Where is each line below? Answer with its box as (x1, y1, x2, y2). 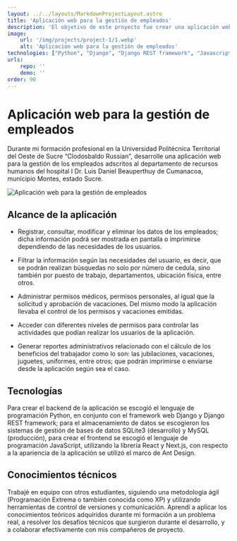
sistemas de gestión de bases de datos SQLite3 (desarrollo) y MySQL (7, 426, 209, 434)
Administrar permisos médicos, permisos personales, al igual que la (17, 292, 215, 300)
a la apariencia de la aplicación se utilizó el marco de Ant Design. (7, 449, 196, 457)
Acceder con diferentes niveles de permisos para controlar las (17, 321, 199, 329)
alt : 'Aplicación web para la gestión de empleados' (20, 43, 178, 50)
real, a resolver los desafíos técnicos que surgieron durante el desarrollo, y (7, 518, 225, 526)
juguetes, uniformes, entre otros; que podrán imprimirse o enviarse (17, 357, 213, 365)
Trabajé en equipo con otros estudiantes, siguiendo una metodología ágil (7, 487, 219, 496)
